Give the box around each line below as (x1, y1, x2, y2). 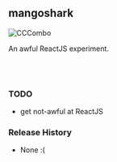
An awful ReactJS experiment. (8, 44, 109, 53)
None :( (19, 145, 46, 155)
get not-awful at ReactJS (19, 107, 103, 117)
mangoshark (8, 6, 74, 20)
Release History (8, 127, 73, 139)
